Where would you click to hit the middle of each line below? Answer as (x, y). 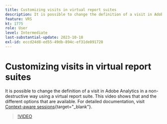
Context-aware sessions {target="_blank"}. (49, 107)
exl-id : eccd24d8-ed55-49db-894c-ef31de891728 (54, 42)
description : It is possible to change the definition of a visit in (79, 14)
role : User (16, 28)
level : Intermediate (27, 33)
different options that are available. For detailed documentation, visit (75, 101)
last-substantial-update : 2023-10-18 (44, 38)
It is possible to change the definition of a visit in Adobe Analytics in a (76, 91)
